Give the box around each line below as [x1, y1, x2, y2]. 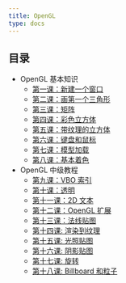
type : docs [8, 19, 45, 27]
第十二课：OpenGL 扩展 [31, 205, 111, 215]
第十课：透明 [31, 185, 75, 195]
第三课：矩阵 [31, 104, 75, 114]
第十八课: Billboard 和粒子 [31, 266, 118, 276]
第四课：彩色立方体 [31, 115, 97, 125]
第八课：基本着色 [31, 155, 90, 165]
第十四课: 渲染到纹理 [31, 226, 101, 235]
